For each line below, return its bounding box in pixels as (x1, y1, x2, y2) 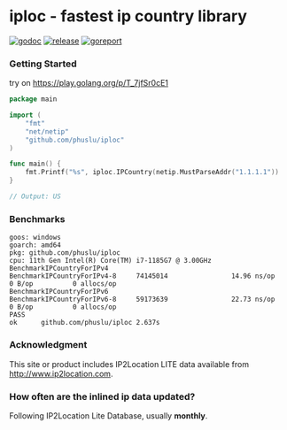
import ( (9, 111, 42, 120)
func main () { (9, 159, 62, 169)
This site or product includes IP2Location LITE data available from (9, 358, 250, 369)
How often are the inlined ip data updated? (9, 390, 196, 403)
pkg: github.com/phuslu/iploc (9, 249, 121, 257)
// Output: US (9, 192, 62, 201)
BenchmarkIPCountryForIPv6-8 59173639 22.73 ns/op (9, 295, 275, 304)
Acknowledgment (9, 339, 88, 351)
